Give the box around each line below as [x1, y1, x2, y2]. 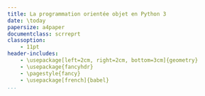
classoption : [7, 37, 46, 44]
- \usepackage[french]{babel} [20, 76, 110, 84]
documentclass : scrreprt [7, 30, 81, 38]
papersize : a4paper [7, 23, 65, 31]
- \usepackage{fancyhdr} [20, 63, 94, 70]
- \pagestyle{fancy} [20, 70, 81, 77]
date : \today [7, 17, 46, 24]
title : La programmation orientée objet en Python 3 [7, 10, 167, 18]
